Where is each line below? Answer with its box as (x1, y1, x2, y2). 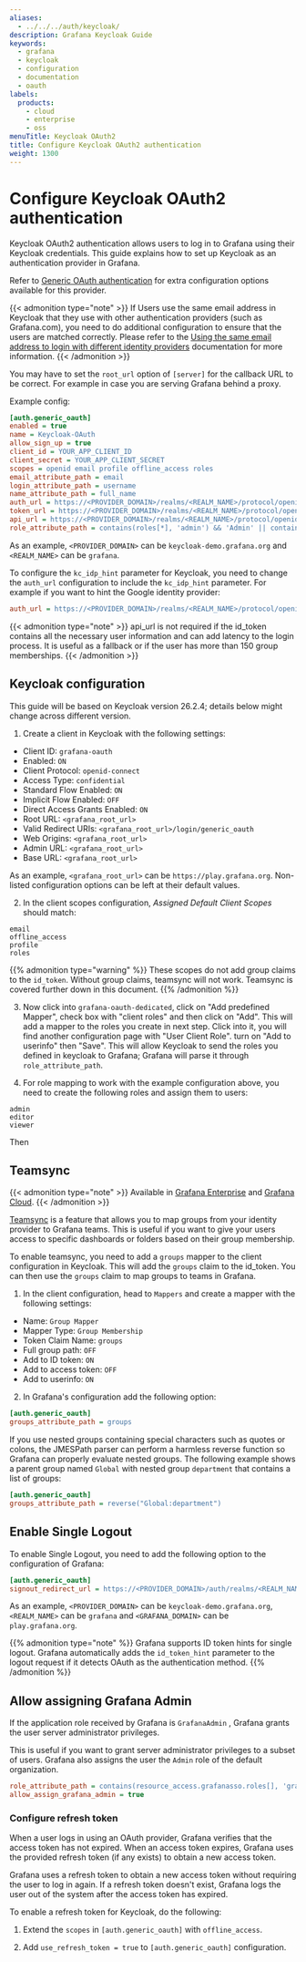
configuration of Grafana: (9, 1558, 105, 1569)
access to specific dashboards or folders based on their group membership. (9, 1234, 296, 1244)
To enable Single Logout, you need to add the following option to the (9, 1548, 267, 1559)
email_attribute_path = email (9, 472, 125, 481)
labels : (9, 89, 39, 98)
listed (9, 879, 30, 890)
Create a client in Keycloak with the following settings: (22, 728, 226, 738)
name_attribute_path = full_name (9, 490, 137, 499)
